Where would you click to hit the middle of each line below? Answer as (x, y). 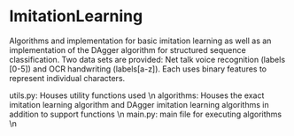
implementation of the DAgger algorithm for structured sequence (128, 49)
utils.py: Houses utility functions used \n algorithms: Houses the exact (137, 95)
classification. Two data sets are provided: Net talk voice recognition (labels (147, 59)
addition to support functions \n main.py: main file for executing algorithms (145, 114)
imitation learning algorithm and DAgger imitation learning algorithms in (139, 104)
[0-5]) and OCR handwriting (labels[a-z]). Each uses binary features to (138, 69)
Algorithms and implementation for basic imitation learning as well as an (140, 41)
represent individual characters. (67, 78)
